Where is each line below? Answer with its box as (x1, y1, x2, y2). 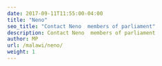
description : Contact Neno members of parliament (7, 29, 156, 36)
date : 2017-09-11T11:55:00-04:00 (7, 10, 103, 17)
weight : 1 (7, 49, 36, 56)
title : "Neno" (7, 16, 48, 23)
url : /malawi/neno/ (7, 42, 63, 49)
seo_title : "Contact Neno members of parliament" (7, 23, 156, 30)
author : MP (7, 36, 39, 43)
